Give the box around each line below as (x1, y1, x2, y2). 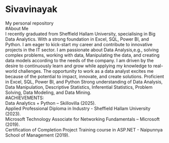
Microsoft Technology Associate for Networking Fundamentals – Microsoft (5, 116, 160, 122)
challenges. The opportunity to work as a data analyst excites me (18, 68, 154, 74)
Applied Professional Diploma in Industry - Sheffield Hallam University (5, 105, 151, 111)
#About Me (5, 25, 29, 31)
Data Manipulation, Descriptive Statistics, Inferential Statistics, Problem (5, 84, 153, 90)
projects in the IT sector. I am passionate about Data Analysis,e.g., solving (5, 47, 159, 53)
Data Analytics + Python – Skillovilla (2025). (5, 100, 96, 106)
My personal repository (5, 20, 54, 26)
